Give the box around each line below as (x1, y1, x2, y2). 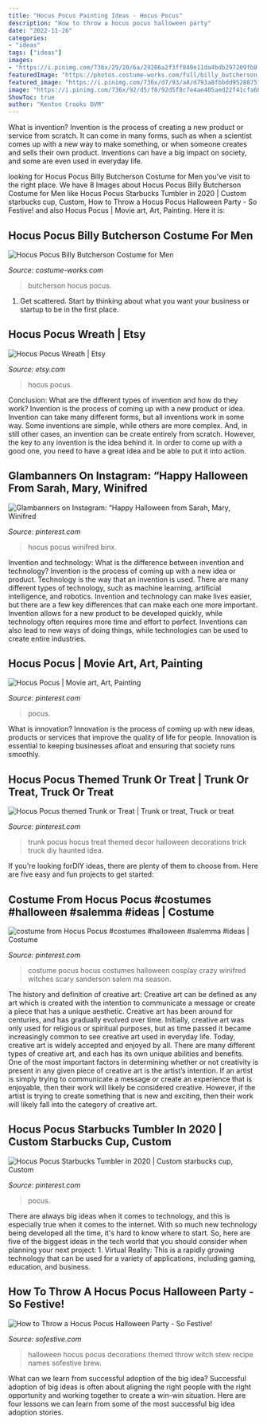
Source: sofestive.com (8, 1334, 82, 1344)
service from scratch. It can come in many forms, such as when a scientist (8, 131, 252, 140)
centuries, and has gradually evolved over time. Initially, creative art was (8, 1015, 245, 1024)
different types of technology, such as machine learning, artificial (8, 583, 222, 592)
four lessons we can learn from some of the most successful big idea (8, 1399, 235, 1408)
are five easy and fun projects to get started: (8, 870, 154, 879)
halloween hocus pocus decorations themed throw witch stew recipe (27, 1349, 254, 1359)
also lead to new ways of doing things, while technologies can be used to (8, 625, 249, 634)
